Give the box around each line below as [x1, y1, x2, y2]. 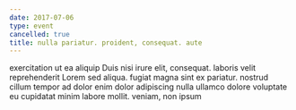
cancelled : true [9, 30, 70, 38]
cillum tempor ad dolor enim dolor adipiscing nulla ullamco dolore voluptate [9, 81, 288, 92]
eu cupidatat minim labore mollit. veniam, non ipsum [9, 91, 202, 102]
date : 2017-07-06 [9, 13, 74, 22]
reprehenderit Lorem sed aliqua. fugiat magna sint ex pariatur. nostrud [9, 72, 269, 83]
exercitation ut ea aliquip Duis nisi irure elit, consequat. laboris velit [9, 63, 257, 73]
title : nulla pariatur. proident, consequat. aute [9, 38, 203, 47]
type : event [9, 21, 54, 30]
